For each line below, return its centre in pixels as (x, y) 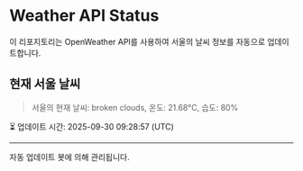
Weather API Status (84, 16)
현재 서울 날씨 (45, 84)
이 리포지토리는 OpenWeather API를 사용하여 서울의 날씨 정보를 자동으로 (138, 41)
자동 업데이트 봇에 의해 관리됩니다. (69, 157)
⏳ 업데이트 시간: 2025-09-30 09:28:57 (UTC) (92, 126)
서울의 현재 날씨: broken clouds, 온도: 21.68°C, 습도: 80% (135, 107)
